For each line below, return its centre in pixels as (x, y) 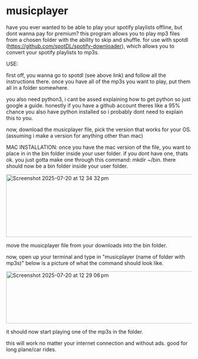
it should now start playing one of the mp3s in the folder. (75, 331)
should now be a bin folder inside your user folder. (67, 166)
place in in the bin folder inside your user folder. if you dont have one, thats (97, 153)
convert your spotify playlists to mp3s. (53, 52)
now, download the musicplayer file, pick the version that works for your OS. (99, 129)
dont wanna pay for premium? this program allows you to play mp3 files (93, 33)
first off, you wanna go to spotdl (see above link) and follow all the (86, 75)
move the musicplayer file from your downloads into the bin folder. (87, 245)
